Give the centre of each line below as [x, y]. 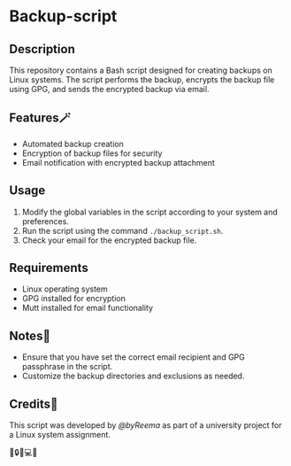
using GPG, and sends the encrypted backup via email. [109, 89]
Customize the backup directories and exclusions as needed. [133, 376]
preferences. [45, 221]
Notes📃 [30, 335]
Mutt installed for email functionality [87, 308]
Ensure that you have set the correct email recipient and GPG [133, 357]
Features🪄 [40, 118]
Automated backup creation [73, 144]
